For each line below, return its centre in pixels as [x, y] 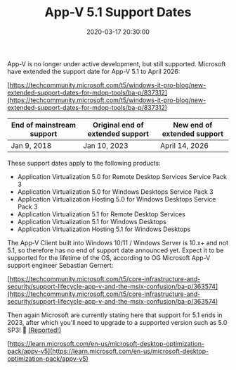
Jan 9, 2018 [31, 145]
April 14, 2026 [185, 145]
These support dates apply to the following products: [84, 163]
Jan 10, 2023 [106, 145]
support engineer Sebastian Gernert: [60, 265]
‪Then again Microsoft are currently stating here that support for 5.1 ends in [115, 315]
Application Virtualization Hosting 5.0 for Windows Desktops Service [117, 199]
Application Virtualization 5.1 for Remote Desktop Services [101, 214]
